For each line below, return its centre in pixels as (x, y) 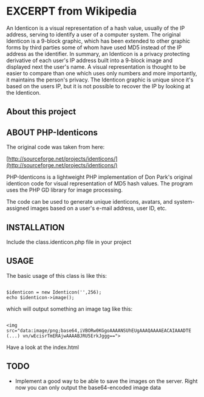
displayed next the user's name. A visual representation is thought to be (96, 67)
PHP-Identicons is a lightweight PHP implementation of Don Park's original (100, 177)
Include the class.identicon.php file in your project (69, 242)
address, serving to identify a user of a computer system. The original (93, 34)
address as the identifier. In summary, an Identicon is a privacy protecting (98, 54)
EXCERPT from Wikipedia (72, 11)
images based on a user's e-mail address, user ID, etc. (98, 209)
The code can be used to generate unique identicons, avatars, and (90, 202)
